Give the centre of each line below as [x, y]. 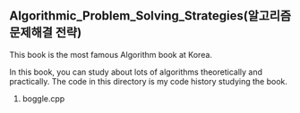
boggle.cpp [43, 98]
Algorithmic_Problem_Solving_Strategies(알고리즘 [150, 16]
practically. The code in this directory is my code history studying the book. [149, 81]
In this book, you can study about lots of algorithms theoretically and [136, 72]
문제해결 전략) [46, 32]
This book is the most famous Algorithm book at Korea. [111, 54]
